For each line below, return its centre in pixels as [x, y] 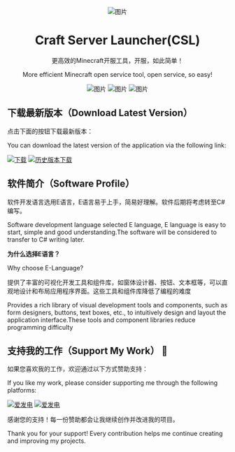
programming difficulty [40, 327]
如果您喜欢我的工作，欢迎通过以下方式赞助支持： [78, 369]
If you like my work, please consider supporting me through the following [113, 383]
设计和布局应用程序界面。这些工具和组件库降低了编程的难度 [105, 291]
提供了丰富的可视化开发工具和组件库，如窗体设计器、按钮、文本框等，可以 [114, 282]
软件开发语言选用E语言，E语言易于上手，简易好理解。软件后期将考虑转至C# [116, 202]
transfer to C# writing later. [46, 239]
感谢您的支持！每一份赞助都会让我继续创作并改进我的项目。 [93, 420]
